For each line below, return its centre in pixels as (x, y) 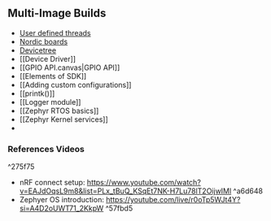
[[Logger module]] (50, 102)
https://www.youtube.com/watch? (144, 183)
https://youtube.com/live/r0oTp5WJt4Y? (173, 200)
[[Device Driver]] (48, 58)
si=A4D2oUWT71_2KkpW (61, 208)
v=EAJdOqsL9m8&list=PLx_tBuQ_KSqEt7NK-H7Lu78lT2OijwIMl (125, 191)
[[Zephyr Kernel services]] (64, 119)
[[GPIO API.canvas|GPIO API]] (70, 67)
